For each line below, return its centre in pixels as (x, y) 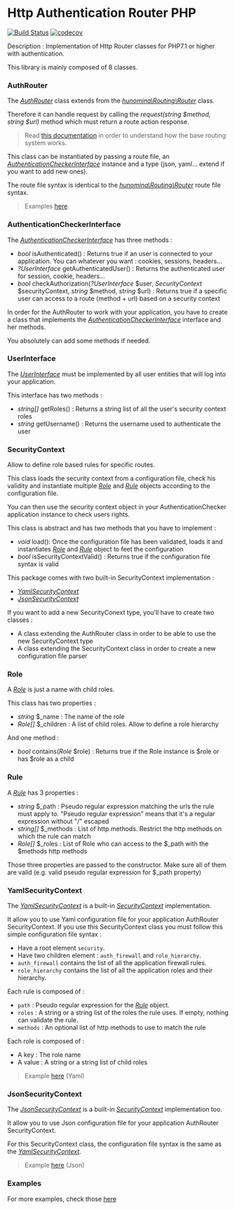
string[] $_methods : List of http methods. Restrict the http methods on (120, 829)
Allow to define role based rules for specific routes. (81, 465)
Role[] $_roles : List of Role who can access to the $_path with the (113, 843)
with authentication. (36, 53)
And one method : (33, 738)
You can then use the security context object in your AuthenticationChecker (117, 507)
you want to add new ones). (47, 172)
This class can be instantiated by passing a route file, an (88, 157)
